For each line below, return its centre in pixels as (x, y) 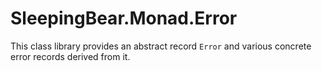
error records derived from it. (70, 56)
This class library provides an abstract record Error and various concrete (161, 46)
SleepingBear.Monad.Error (124, 18)
